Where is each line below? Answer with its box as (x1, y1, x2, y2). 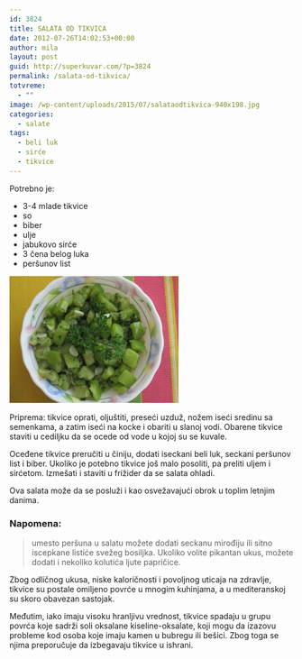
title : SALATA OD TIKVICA (9, 23, 106, 33)
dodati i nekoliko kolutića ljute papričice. (31, 557, 181, 568)
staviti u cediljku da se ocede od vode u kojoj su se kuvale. (9, 431, 227, 442)
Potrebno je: (9, 183, 55, 194)
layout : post (9, 52, 59, 62)
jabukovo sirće (22, 239, 78, 250)
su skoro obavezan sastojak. (9, 593, 115, 604)
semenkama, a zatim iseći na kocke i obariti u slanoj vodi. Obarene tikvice (9, 421, 283, 432)
